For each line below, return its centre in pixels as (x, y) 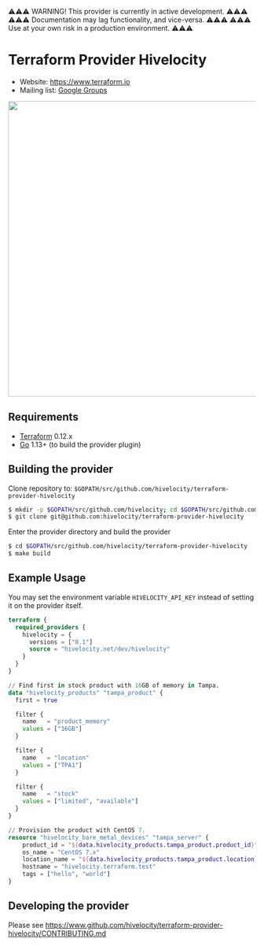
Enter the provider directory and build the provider (90, 532)
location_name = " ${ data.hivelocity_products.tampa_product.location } (140, 859)
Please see (26, 925)
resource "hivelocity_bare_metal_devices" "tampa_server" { (109, 837)
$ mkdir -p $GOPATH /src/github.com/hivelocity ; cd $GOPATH (107, 510)
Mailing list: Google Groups (63, 90)
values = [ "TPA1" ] (52, 765)
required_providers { (51, 627)
